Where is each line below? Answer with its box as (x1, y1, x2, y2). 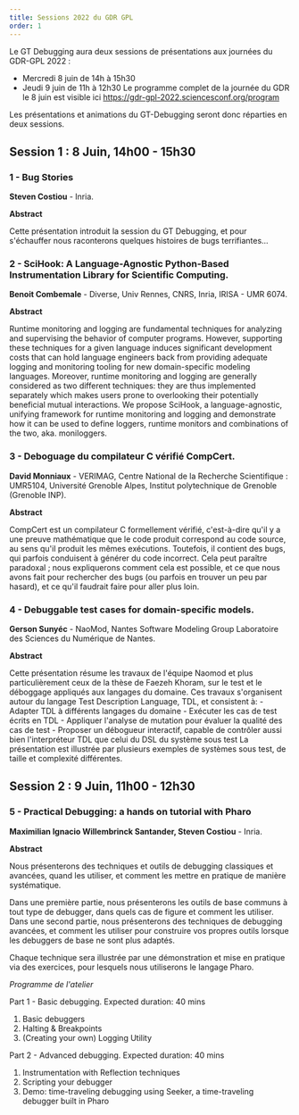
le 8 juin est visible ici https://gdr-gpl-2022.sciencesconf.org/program (21, 91, 279, 103)
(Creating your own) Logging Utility (21, 1032, 153, 1043)
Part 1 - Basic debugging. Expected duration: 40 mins (9, 996, 206, 1007)
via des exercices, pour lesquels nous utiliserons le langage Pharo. (9, 961, 254, 972)
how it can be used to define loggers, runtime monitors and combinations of (9, 419, 288, 429)
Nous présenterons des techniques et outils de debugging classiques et (9, 861, 274, 871)
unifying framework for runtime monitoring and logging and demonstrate (9, 409, 277, 420)
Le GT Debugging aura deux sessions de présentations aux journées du (9, 46, 273, 56)
